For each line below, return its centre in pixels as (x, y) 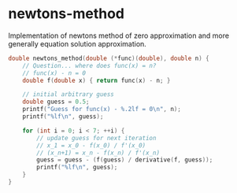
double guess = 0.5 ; (56, 102)
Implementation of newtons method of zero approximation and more (119, 35)
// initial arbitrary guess (68, 95)
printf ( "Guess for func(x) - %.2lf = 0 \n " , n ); (102, 109)
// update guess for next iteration (96, 138)
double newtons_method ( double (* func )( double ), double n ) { (109, 58)
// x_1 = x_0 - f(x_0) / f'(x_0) (91, 145)
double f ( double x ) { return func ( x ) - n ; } (96, 80)
